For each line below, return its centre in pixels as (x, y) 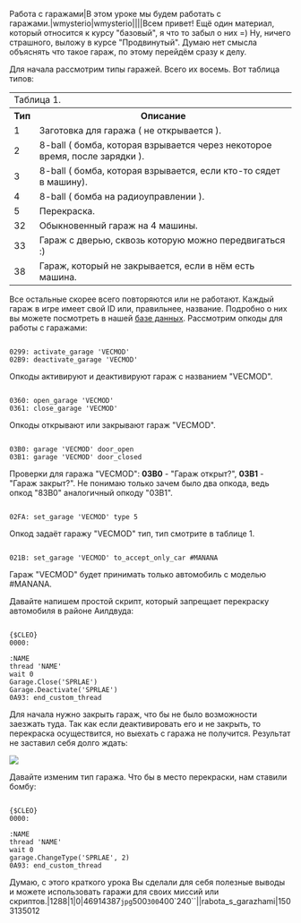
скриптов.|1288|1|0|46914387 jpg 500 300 (84, 901)
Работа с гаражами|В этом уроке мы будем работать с (115, 14)
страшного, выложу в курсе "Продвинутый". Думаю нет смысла (133, 42)
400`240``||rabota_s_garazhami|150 (225, 901)
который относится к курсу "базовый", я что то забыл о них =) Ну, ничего (150, 33)
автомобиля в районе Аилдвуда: (72, 611)
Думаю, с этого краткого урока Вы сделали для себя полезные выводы (147, 882)
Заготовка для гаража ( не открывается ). (130, 130)
